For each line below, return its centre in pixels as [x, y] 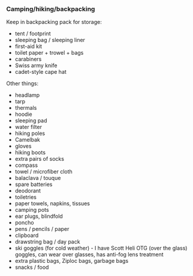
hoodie [23, 114]
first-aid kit [28, 46]
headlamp [27, 95]
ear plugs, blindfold [39, 216]
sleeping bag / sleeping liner [50, 40]
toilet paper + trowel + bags [49, 53]
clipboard [27, 235]
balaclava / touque [38, 178]
